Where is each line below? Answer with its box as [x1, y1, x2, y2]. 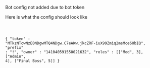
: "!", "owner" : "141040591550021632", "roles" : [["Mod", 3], [5, 49, 143, 54]
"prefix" [5, 45, 24, 50]
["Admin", [5, 54, 26, 59]
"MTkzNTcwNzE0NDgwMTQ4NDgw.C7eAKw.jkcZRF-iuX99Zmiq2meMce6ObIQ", [5, 40, 145, 46]
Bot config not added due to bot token [5, 5, 85, 10]
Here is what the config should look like [5, 14, 87, 20]
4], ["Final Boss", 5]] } [5, 58, 60, 63]
